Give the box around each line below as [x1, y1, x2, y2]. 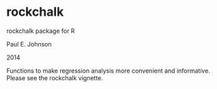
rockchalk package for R [6, 27, 76, 35]
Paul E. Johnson [6, 40, 52, 48]
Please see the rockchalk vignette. [6, 73, 104, 82]
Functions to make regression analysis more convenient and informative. [6, 66, 211, 75]
